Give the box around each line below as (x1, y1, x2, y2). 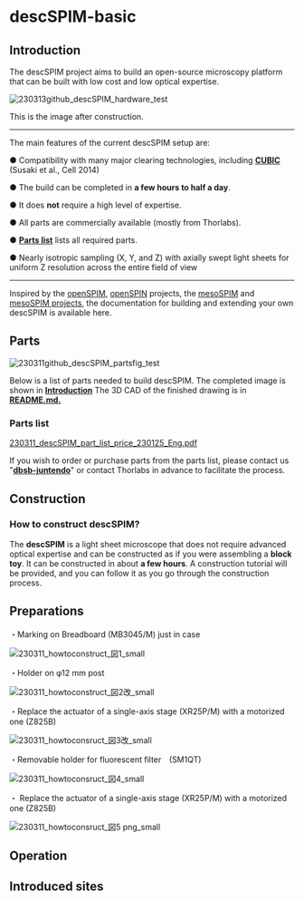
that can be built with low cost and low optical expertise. (9, 76, 220, 87)
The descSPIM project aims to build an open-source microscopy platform (9, 66, 283, 77)
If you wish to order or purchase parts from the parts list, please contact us (9, 455, 290, 466)
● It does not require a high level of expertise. (9, 199, 183, 210)
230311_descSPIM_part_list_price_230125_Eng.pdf (9, 438, 197, 449)
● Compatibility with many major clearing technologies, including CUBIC (9, 155, 280, 165)
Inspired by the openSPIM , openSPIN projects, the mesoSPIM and (9, 288, 255, 298)
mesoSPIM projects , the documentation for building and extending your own (9, 297, 294, 308)
